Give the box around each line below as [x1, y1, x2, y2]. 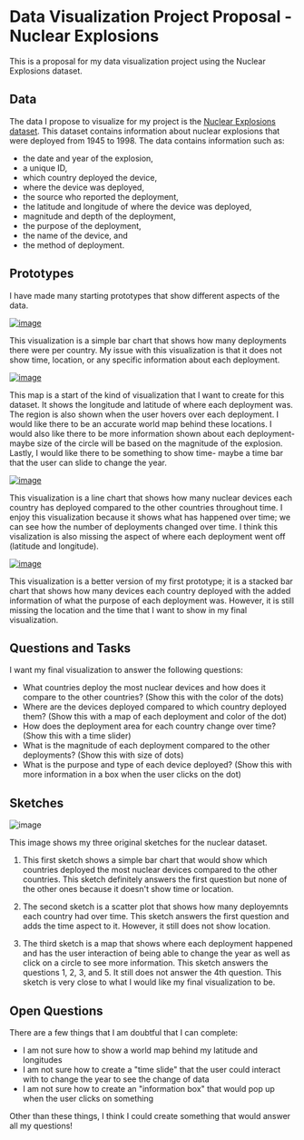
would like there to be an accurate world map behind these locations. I [9, 418, 272, 429]
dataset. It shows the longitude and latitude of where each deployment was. [9, 399, 293, 410]
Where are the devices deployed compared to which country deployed [22, 701, 288, 712]
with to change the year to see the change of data [22, 1074, 211, 1085]
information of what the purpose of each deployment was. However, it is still [9, 595, 295, 606]
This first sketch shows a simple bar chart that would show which [22, 855, 268, 866]
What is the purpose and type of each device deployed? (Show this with [22, 759, 292, 770]
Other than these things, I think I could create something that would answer [9, 1111, 291, 1121]
